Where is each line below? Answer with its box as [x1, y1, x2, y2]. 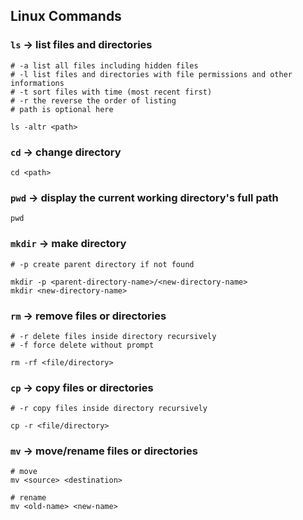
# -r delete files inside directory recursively [10, 331, 217, 341]
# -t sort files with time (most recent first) [10, 87, 213, 97]
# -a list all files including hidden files [10, 60, 199, 71]
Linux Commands [10, 8, 122, 25]
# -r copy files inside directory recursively [10, 404, 208, 414]
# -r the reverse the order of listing [10, 95, 177, 106]
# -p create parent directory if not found [10, 259, 195, 269]
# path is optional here [10, 104, 114, 114]
